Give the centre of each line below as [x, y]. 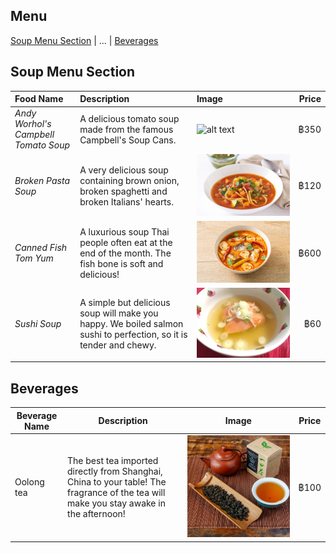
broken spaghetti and [123, 191]
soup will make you [119, 313]
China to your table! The [117, 482]
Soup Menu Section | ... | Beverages [84, 40]
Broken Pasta [42, 180]
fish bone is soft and [121, 263]
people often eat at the [126, 242]
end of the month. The [125, 253]
